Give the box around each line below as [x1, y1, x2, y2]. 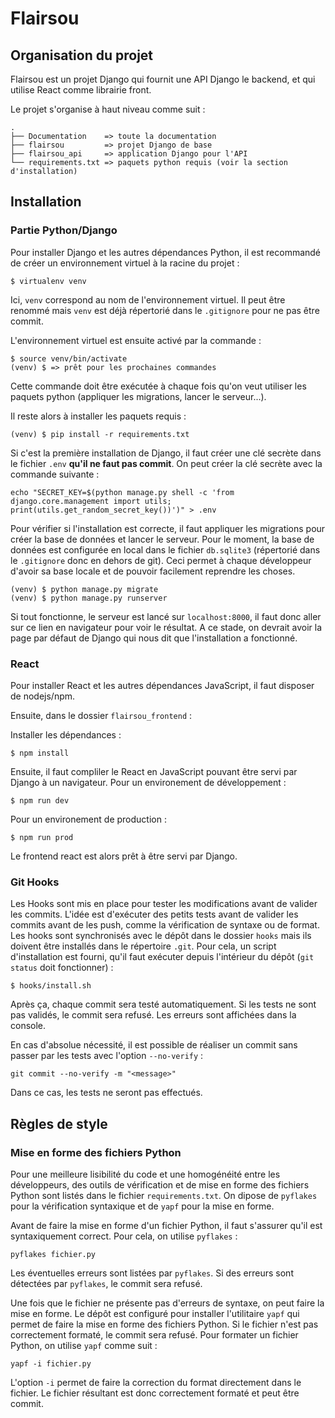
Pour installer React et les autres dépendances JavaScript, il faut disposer [10, 679, 315, 691]
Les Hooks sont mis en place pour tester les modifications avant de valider [10, 898, 318, 910]
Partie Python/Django [10, 223, 118, 237]
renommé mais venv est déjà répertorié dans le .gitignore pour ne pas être [10, 304, 320, 316]
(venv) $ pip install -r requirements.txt [10, 429, 190, 439]
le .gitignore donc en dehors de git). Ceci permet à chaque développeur [10, 554, 312, 566]
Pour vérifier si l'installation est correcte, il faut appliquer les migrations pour [10, 522, 326, 534]
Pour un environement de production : [10, 813, 167, 825]
